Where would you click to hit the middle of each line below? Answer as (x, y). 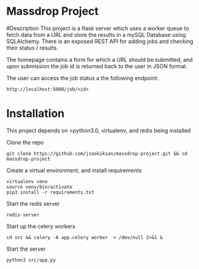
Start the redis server (33, 203)
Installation (36, 114)
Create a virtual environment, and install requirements (74, 170)
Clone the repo (25, 142)
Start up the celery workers (41, 226)
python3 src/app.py (31, 260)
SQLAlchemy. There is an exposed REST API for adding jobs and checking (100, 41)
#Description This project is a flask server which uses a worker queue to (98, 28)
